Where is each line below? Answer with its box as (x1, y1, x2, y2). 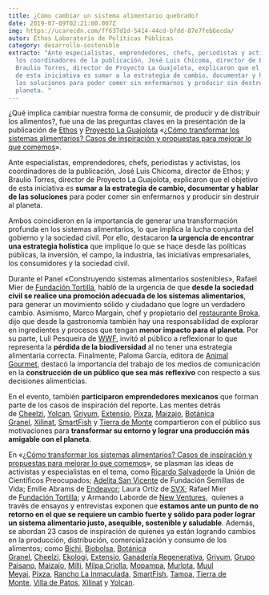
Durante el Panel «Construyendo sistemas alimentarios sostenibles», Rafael (8, 274, 258, 284)
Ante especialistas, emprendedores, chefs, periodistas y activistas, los (8, 158, 241, 168)
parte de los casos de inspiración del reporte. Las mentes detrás (8, 400, 222, 410)
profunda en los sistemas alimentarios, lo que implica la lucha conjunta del (8, 225, 254, 234)
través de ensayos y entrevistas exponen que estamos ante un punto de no (8, 501, 259, 511)
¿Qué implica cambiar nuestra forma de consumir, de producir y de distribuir (8, 108, 260, 118)
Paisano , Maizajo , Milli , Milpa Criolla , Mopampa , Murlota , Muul (8, 561, 214, 570)
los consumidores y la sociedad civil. (8, 258, 130, 269)
